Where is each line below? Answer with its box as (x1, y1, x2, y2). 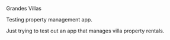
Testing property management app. (6, 16, 93, 23)
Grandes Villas (6, 5, 41, 12)
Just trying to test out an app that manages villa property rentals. (6, 27, 165, 34)
